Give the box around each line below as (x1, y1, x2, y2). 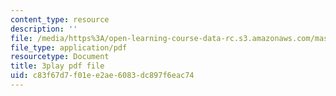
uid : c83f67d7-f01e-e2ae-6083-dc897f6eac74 (10, 71, 195, 81)
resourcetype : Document (10, 52, 110, 62)
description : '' (10, 24, 78, 34)
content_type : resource (10, 14, 110, 25)
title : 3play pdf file (10, 61, 105, 71)
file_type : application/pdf (10, 42, 128, 53)
